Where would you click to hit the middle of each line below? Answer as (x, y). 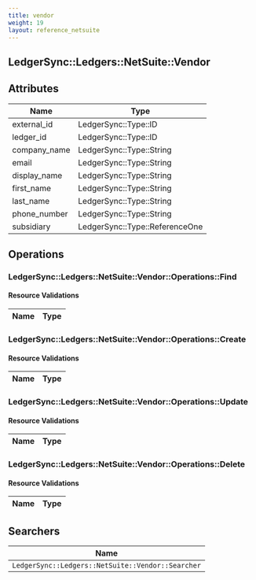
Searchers (34, 531)
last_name (31, 201)
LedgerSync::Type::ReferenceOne (141, 227)
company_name (41, 150)
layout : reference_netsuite (54, 30)
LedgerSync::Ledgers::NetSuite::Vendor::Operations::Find (123, 276)
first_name (32, 188)
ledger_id (29, 137)
